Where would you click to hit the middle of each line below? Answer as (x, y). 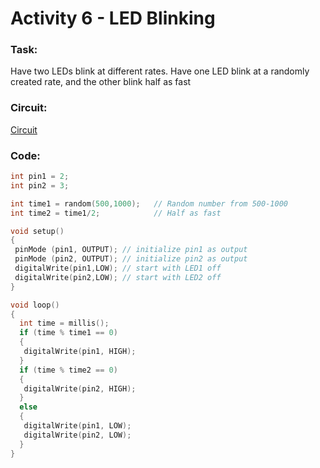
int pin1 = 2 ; (40, 177)
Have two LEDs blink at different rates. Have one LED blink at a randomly (160, 71)
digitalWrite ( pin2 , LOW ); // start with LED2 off (118, 277)
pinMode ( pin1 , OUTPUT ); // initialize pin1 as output (131, 250)
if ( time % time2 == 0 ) (68, 370)
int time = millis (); (64, 323)
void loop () (35, 305)
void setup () (37, 231)
